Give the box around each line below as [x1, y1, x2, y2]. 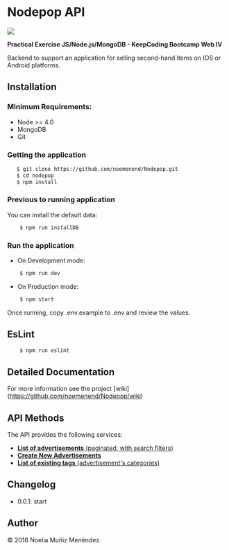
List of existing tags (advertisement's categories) [17, 459, 160, 467]
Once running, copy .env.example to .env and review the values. [7, 308, 191, 317]
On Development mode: [17, 256, 85, 265]
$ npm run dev [19, 270, 60, 277]
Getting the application [7, 150, 87, 160]
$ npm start [19, 296, 54, 303]
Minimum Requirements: [7, 102, 92, 112]
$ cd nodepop [16, 172, 54, 179]
